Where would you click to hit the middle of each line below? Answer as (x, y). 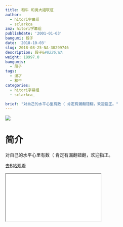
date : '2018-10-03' (26, 43)
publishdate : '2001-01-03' (34, 33)
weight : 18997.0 (22, 57)
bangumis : (16, 62)
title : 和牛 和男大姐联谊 (30, 10)
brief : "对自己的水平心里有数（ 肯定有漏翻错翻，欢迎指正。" (62, 104)
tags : (11, 71)
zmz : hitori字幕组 (24, 29)
